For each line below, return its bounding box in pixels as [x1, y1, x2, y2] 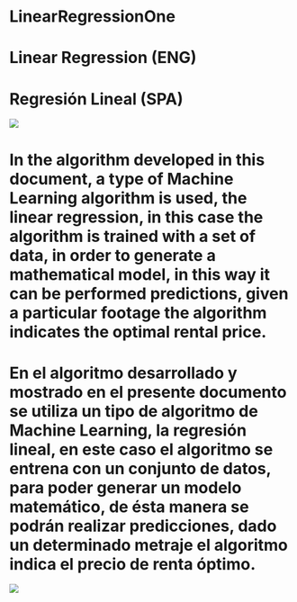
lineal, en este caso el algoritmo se [9, 439, 274, 460]
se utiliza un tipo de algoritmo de [9, 400, 258, 421]
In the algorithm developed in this [9, 149, 265, 170]
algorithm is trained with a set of [9, 226, 256, 247]
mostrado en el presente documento [9, 382, 287, 402]
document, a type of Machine [9, 168, 234, 189]
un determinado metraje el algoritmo [9, 535, 288, 555]
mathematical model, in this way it [9, 264, 271, 284]
